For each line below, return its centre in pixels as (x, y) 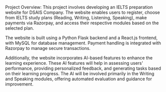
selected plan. (20, 28)
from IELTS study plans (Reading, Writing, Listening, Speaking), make (76, 18)
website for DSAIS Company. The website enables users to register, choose (83, 12)
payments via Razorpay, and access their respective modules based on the (82, 23)
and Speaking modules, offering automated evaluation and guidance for (79, 79)
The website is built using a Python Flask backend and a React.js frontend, (82, 38)
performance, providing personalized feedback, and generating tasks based (83, 68)
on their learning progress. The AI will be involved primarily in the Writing (80, 73)
